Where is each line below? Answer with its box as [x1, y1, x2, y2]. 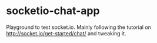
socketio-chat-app [6, 4, 100, 18]
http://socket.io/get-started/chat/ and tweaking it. [6, 29, 126, 37]
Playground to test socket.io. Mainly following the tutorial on [6, 24, 152, 31]
